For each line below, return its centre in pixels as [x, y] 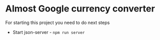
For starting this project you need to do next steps [58, 22]
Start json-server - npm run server [49, 32]
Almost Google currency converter [80, 9]
